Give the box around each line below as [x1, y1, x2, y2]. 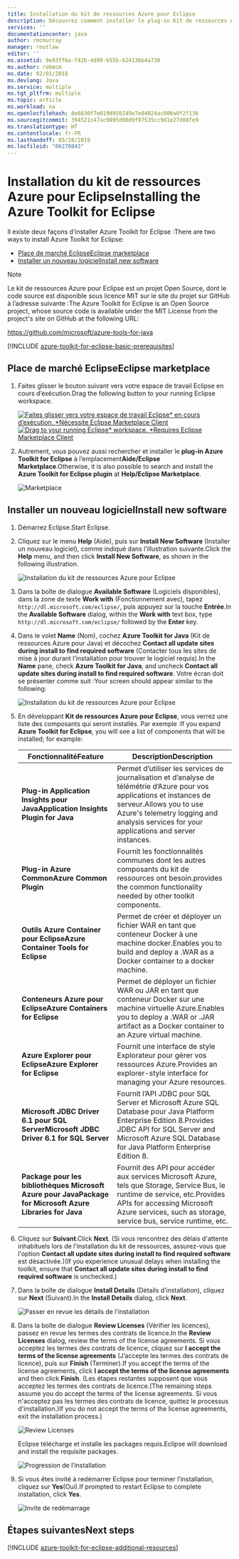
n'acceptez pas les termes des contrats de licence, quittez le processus [17, 1397, 229, 1405]
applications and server [117, 826, 196, 836]
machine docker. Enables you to [117, 938, 223, 948]
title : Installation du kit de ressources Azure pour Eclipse [7, 10, 196, 18]
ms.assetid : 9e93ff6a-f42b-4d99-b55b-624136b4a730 [7, 57, 161, 64]
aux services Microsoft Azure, [117, 1171, 217, 1181]
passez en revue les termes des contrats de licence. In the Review [17, 1328, 211, 1337]
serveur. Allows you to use [117, 799, 204, 809]
